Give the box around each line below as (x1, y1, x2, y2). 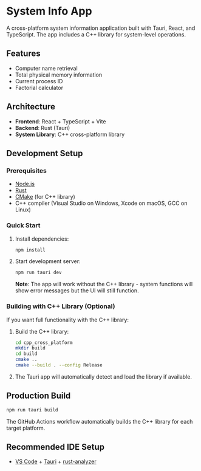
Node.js (15, 180, 35, 188)
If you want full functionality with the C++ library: (6, 316, 129, 323)
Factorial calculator (15, 84, 64, 91)
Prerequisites (6, 166, 47, 174)
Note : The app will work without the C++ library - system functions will (15, 281, 193, 288)
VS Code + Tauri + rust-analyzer (15, 458, 97, 466)
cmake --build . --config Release (15, 362, 103, 368)
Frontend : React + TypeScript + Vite (15, 117, 106, 125)
